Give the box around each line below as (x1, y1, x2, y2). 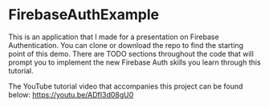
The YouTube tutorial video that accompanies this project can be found (8, 81, 243, 91)
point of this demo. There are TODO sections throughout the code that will (8, 49, 255, 58)
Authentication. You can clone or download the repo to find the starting (8, 40, 243, 50)
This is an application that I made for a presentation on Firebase (8, 32, 219, 42)
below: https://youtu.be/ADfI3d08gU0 (8, 89, 134, 99)
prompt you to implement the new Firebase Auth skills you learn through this (8, 57, 261, 67)
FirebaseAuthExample (8, 6, 160, 24)
